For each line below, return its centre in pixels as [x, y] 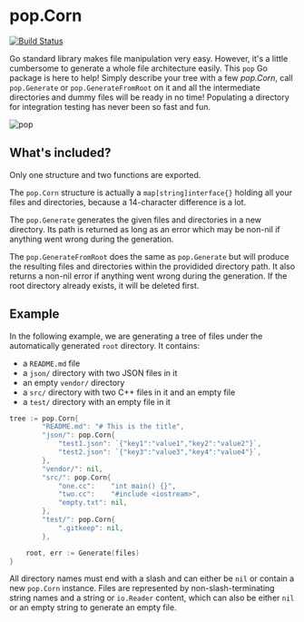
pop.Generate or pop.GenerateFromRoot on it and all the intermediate [135, 87]
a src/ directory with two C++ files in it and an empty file [129, 392]
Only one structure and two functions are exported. [105, 174]
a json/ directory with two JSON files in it [100, 372]
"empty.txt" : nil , [93, 503]
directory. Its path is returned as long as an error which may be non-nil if [145, 229]
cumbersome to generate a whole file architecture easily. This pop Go [138, 68]
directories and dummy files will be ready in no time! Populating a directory [150, 97]
